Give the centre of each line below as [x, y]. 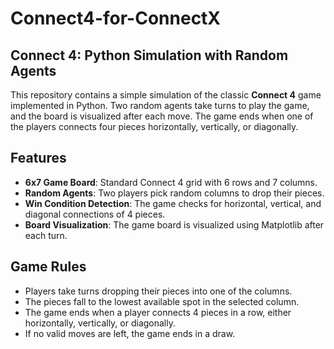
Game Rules [48, 267]
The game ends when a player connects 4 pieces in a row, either [158, 312]
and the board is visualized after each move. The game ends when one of [162, 116]
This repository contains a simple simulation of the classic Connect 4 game [166, 95]
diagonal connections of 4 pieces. [95, 214]
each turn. [46, 235]
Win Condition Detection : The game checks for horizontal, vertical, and [173, 203]
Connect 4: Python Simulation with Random [149, 55]
